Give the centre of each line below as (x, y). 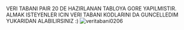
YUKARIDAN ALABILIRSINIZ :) (42, 21)
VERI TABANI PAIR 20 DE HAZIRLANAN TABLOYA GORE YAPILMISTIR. (91, 9)
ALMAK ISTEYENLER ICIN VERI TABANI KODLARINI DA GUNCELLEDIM (92, 15)
